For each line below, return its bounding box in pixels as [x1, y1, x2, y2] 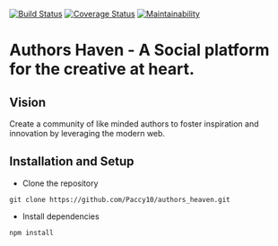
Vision [9, 94, 47, 110]
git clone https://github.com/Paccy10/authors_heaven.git [9, 195, 230, 204]
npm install [9, 228, 54, 237]
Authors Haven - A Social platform [9, 40, 270, 60]
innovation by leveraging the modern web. [9, 128, 166, 138]
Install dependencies [22, 211, 100, 222]
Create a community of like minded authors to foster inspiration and [9, 119, 259, 129]
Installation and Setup [9, 154, 135, 170]
